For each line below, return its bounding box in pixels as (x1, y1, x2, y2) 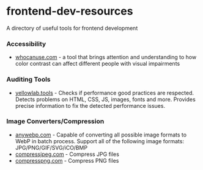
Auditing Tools (6, 75, 51, 83)
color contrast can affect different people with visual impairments (15, 60, 180, 68)
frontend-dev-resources (6, 4, 133, 18)
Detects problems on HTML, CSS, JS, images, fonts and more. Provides (15, 96, 196, 103)
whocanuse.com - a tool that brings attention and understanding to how (15, 54, 197, 61)
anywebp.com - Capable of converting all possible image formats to (15, 131, 187, 138)
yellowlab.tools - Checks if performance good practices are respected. (15, 89, 194, 96)
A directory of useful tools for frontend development (6, 24, 138, 32)
